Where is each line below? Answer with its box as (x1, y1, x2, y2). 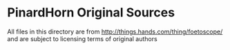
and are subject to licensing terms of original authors (7, 34, 157, 42)
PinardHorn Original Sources (7, 5, 175, 21)
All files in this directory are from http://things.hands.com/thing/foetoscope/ (7, 27, 223, 36)
